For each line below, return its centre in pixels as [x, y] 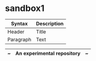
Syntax [19, 24]
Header [16, 32]
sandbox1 [25, 8]
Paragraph [19, 39]
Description [50, 24]
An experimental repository [48, 53]
